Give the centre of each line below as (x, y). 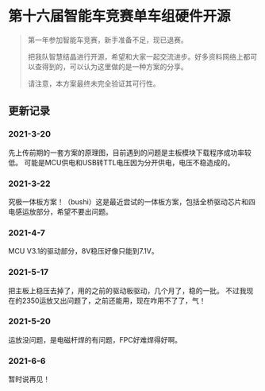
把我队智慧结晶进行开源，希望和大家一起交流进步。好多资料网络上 (135, 56)
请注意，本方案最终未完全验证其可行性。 (94, 83)
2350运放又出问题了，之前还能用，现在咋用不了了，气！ (114, 300)
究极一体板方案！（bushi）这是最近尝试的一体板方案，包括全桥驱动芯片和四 (132, 201)
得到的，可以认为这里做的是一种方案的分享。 (115, 66)
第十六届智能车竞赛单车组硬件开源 (120, 16)
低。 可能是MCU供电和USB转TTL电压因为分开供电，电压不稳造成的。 (121, 162)
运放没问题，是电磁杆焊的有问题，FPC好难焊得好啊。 (95, 339)
